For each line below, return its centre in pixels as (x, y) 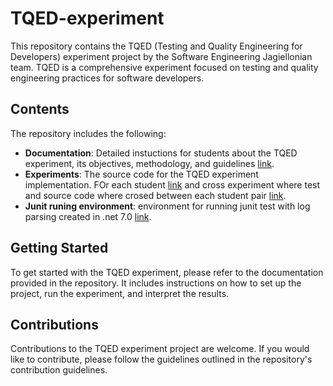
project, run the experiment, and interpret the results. (120, 293)
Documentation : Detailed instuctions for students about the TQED (161, 153)
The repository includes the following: (88, 133)
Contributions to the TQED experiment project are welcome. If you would (160, 349)
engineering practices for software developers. (107, 78)
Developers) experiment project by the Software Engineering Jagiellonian (161, 56)
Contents (40, 109)
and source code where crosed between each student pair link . (155, 195)
